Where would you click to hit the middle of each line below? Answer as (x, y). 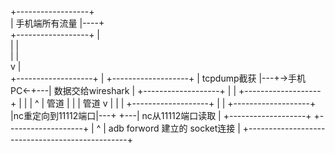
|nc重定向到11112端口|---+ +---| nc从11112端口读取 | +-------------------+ (161, 115)
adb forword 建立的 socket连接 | (174, 128)
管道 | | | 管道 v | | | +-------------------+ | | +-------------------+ (181, 103)
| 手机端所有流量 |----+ (57, 23)
